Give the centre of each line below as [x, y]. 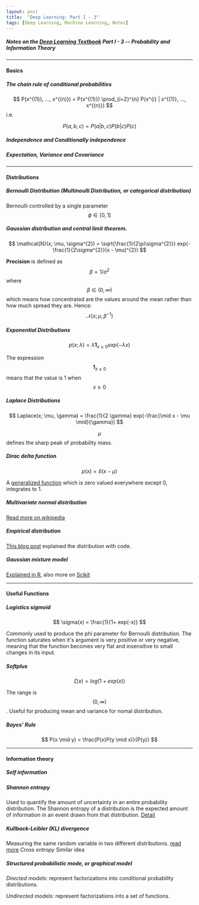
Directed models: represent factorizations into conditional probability [90, 878]
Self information [27, 772]
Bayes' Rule [21, 725]
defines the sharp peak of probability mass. [59, 442]
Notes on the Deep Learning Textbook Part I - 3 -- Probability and [88, 42]
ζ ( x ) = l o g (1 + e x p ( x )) [99, 681]
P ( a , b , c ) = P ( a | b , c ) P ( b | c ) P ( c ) [99, 126]
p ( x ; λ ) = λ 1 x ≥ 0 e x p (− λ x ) [99, 346]
